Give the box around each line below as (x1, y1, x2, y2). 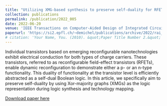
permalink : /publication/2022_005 (5, 16, 77, 21)
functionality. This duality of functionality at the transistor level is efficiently (5, 70, 159, 76)
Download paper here (5, 95, 50, 101)
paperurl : (5, 30, 26, 35)
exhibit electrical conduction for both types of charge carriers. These (5, 54, 147, 60)
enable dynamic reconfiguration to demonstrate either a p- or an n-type (5, 64, 153, 70)
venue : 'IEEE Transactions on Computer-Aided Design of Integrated (5, 26, 148, 31)
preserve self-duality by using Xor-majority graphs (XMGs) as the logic (5, 80, 151, 86)
